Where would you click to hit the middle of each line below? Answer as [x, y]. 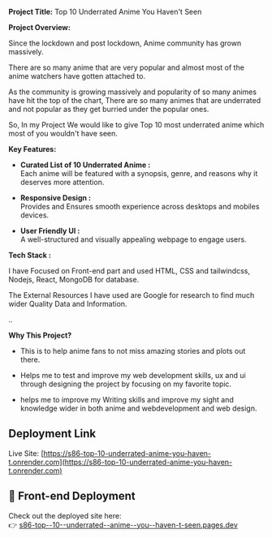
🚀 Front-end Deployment [72, 496]
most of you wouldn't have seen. [63, 133]
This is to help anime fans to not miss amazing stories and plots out [133, 351]
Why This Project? [40, 335]
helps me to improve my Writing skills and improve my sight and [127, 400]
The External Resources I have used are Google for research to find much [132, 295]
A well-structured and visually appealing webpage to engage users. [133, 239]
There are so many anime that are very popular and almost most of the [127, 67]
